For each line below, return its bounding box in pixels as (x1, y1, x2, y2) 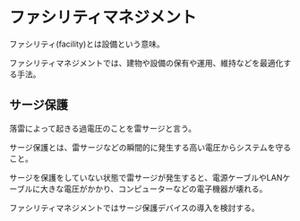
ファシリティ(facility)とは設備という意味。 (9, 38, 166, 49)
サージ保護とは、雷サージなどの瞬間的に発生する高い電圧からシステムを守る (9, 141, 292, 152)
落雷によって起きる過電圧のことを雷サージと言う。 (9, 123, 197, 133)
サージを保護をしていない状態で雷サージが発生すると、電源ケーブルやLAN (9, 172, 283, 183)
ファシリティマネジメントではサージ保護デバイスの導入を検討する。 (9, 202, 260, 213)
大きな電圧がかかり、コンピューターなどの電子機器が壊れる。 (39, 183, 268, 194)
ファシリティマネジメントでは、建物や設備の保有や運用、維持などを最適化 (9, 57, 284, 68)
